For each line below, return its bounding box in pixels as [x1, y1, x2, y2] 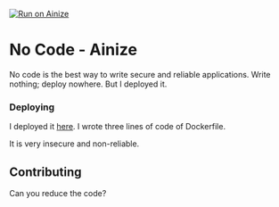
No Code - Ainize [9, 40, 138, 60]
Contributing [9, 164, 82, 179]
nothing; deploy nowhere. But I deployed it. [9, 79, 168, 89]
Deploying [9, 101, 55, 113]
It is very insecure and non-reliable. [9, 138, 140, 149]
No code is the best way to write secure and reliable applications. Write [9, 69, 271, 79]
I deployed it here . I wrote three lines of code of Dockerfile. [9, 121, 226, 132]
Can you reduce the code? [9, 188, 107, 199]
